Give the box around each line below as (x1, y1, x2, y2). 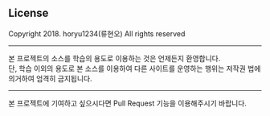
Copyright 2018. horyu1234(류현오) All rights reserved (8, 28, 186, 39)
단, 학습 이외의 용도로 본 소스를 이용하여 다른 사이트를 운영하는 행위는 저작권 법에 (8, 64, 261, 73)
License (8, 6, 49, 20)
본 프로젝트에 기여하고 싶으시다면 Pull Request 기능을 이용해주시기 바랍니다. (8, 98, 247, 108)
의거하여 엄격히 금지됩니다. (8, 73, 92, 83)
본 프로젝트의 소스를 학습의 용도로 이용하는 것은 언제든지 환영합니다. (8, 53, 221, 63)
